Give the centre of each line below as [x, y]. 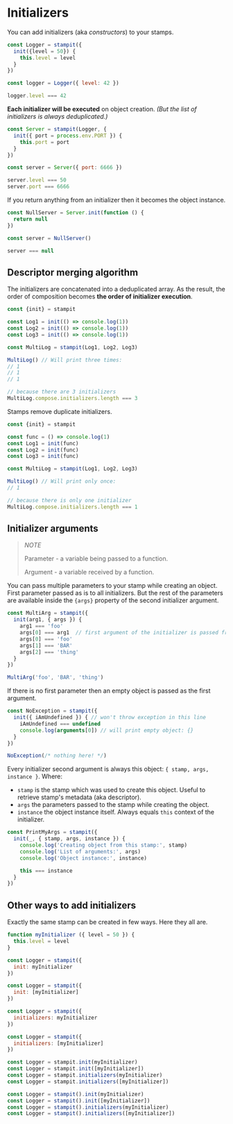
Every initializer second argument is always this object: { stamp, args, [108, 769]
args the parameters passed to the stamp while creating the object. [113, 805]
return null [31, 219]
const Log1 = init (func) [43, 443]
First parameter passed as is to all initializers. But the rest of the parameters [115, 593]
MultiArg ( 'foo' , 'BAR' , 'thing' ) [55, 677]
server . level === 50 [37, 180]
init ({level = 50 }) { [45, 51]
